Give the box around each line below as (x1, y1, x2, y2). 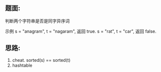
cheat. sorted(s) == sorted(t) (12, 57, 71, 63)
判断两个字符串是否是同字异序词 (5, 18, 70, 24)
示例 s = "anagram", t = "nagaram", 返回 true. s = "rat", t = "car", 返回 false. (5, 28, 157, 34)
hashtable (12, 62, 33, 68)
